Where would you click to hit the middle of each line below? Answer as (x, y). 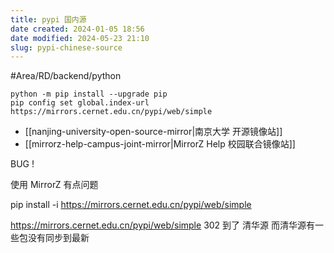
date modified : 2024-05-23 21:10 (80, 38)
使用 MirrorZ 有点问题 (54, 185)
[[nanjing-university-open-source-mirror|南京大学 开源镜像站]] (153, 132)
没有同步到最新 (58, 238)
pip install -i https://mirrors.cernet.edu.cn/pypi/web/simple (131, 205)
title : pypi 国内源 (48, 19)
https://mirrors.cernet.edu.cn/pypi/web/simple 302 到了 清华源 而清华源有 (162, 225)
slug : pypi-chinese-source (66, 47)
